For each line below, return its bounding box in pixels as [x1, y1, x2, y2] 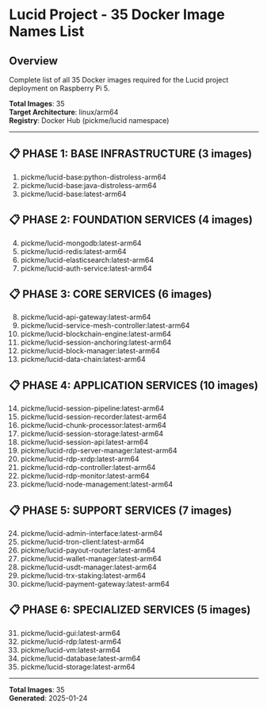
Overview [9, 54, 59, 67]
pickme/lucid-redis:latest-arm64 [20, 246, 127, 256]
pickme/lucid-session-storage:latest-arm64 [20, 429, 164, 438]
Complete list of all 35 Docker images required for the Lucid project [9, 75, 229, 84]
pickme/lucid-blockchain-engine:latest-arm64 [20, 329, 172, 339]
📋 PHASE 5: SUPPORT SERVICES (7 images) [9, 503, 232, 517]
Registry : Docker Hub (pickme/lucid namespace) [9, 116, 170, 125]
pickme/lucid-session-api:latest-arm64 [20, 437, 149, 447]
